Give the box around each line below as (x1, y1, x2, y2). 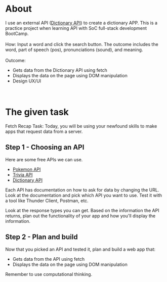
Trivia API (12, 171, 33, 177)
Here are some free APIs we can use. (5, 156, 83, 162)
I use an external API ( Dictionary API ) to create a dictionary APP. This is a (5, 20, 158, 26)
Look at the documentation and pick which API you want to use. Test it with (5, 192, 162, 198)
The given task (5, 107, 69, 118)
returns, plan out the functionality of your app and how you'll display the (5, 213, 156, 219)
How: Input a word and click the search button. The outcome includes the (5, 41, 158, 47)
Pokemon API (12, 166, 41, 172)
